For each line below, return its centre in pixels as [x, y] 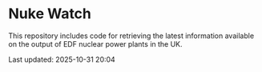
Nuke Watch [50, 14]
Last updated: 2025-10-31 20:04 [62, 59]
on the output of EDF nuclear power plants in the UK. [95, 44]
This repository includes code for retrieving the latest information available [131, 36]
